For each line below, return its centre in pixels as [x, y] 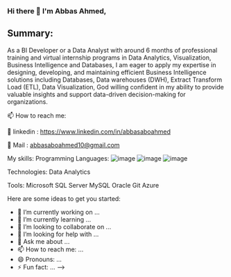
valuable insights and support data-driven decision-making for [96, 94]
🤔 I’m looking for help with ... [58, 234]
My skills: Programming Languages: [58, 158]
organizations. [28, 101]
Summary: [30, 34]
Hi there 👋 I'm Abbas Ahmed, [57, 11]
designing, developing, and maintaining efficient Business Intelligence [107, 72]
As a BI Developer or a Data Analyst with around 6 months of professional [112, 50]
